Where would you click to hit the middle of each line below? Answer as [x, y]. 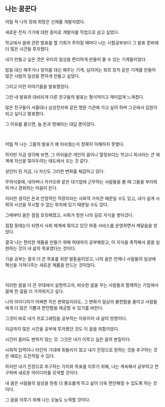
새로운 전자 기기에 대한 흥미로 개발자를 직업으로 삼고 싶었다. [62, 32]
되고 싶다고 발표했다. [25, 113]
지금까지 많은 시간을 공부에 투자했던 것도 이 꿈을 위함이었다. [62, 329]
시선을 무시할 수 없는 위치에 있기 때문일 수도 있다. [61, 204]
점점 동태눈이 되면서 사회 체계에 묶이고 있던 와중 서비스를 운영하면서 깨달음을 [79, 225]
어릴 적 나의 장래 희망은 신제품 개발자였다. [45, 22]
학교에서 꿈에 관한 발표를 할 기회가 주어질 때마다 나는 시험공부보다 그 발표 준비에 [82, 42]
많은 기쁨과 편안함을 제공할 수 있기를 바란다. [61, 308]
